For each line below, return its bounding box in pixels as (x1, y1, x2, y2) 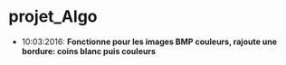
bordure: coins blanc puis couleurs (21, 45, 156, 56)
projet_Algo (8, 6, 98, 27)
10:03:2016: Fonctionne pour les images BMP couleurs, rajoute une (21, 36, 278, 47)
